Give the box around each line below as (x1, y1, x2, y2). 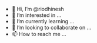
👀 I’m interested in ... (11, 12, 62, 19)
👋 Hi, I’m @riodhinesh (11, 6, 65, 12)
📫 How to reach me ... (11, 31, 66, 37)
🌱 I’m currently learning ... (11, 18, 75, 24)
